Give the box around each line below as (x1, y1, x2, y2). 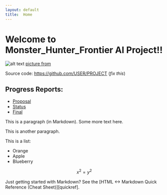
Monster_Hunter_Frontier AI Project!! (5, 44, 163, 56)
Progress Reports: (5, 85, 64, 93)
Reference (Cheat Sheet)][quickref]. (5, 184, 80, 190)
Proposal (12, 98, 31, 104)
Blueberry (12, 158, 34, 164)
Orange (12, 148, 29, 154)
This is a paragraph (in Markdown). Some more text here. (5, 119, 124, 125)
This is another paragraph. (5, 128, 60, 134)
